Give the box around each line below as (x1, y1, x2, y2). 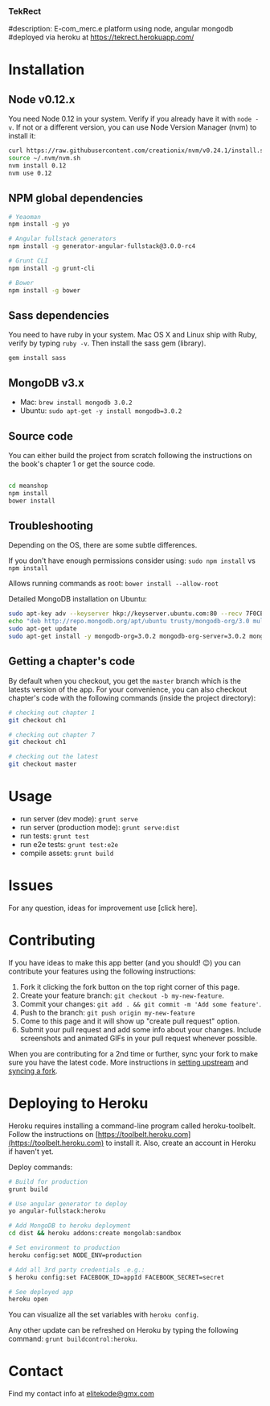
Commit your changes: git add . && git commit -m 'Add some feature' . (19, 999, 262, 1008)
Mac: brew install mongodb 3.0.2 (19, 397, 133, 407)
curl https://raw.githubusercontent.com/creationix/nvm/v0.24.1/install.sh (8, 147, 268, 155)
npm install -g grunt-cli (8, 264, 95, 272)
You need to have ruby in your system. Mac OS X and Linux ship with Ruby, (8, 330, 257, 340)
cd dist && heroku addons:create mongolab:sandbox (8, 1230, 182, 1238)
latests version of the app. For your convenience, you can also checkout (8, 684, 247, 694)
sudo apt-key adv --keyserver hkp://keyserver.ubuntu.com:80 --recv (8, 610, 243, 618)
